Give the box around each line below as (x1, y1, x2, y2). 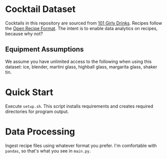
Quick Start (5, 86, 53, 98)
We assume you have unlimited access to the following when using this (5, 58, 152, 64)
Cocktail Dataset (5, 3, 76, 15)
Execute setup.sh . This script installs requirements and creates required (5, 103, 153, 109)
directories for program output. (5, 108, 69, 114)
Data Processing (5, 126, 75, 137)
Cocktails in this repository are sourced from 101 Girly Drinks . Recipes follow (5, 20, 162, 26)
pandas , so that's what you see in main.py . (5, 147, 91, 153)
